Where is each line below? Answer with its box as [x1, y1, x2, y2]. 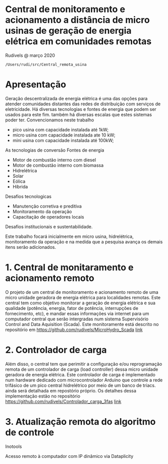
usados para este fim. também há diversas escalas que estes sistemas [5, 111, 152, 117]
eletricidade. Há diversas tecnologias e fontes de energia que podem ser [5, 106, 156, 112]
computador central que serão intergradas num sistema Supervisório [5, 316, 149, 322]
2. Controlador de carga [5, 344, 107, 356]
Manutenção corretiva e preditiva [12, 203, 82, 209]
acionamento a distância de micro [5, 14, 150, 26]
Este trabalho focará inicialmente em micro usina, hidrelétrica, [5, 233, 134, 239]
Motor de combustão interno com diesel [12, 157, 96, 163]
